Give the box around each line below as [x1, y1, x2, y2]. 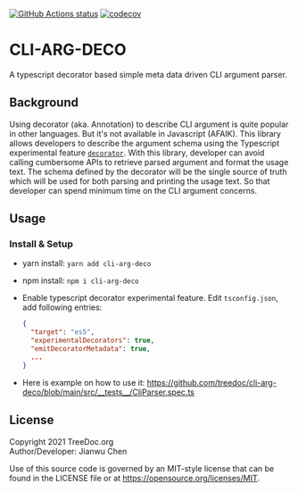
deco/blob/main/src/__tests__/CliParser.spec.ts [21, 387, 195, 397]
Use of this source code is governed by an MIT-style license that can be [9, 463, 275, 473]
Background [9, 95, 79, 111]
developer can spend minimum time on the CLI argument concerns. [9, 185, 257, 196]
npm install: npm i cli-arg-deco [21, 275, 140, 286]
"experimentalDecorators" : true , [30, 336, 155, 346]
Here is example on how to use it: [21, 377, 145, 388]
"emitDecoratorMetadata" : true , [30, 345, 151, 354]
